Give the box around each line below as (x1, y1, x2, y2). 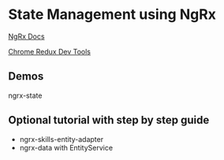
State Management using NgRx (8, 6, 217, 24)
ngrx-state (8, 91, 43, 100)
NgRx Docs (8, 32, 45, 41)
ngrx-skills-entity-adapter (19, 134, 104, 143)
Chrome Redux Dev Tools (8, 47, 91, 56)
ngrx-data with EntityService (19, 143, 113, 152)
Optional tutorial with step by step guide (8, 113, 210, 127)
